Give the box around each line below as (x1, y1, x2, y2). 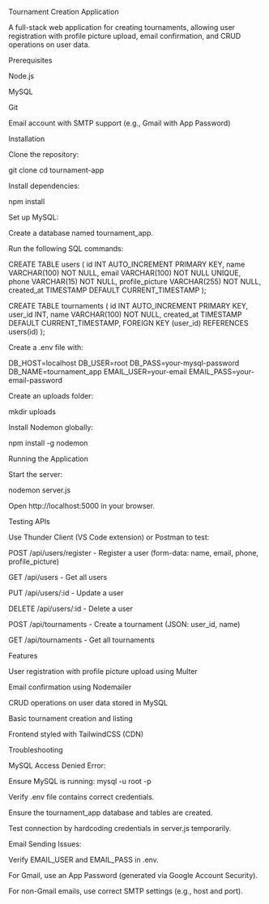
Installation (8, 134, 45, 143)
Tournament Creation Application (8, 7, 119, 16)
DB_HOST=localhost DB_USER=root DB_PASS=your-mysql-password (8, 358, 240, 368)
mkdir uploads (8, 407, 57, 416)
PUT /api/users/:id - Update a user (8, 588, 124, 598)
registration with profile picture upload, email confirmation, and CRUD (8, 32, 241, 41)
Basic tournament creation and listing (8, 714, 134, 723)
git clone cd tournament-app (8, 165, 105, 175)
